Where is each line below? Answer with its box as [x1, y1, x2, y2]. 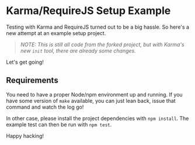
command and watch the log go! [6, 103, 84, 111]
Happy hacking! [6, 132, 44, 139]
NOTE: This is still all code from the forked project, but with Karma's [20, 41, 185, 48]
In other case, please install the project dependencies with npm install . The [6, 115, 189, 122]
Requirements [6, 75, 58, 85]
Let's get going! [6, 58, 44, 65]
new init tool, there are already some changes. [20, 47, 136, 54]
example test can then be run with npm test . [6, 121, 112, 128]
